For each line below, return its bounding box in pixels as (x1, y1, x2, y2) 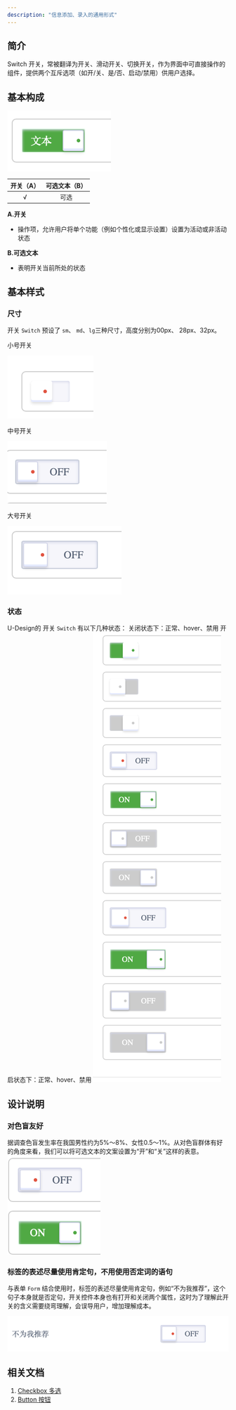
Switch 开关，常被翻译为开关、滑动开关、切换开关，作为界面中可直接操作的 (7, 60, 226, 68)
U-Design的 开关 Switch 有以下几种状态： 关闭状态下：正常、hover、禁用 (7, 624, 219, 633)
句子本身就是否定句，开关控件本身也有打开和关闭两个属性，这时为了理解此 (7, 1293, 223, 1302)
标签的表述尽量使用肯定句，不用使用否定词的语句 (7, 1267, 173, 1277)
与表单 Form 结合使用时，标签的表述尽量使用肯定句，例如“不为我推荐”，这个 (7, 1284, 226, 1293)
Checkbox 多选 (17, 1387, 62, 1395)
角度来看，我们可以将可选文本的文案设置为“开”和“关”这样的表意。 (13, 1147, 203, 1156)
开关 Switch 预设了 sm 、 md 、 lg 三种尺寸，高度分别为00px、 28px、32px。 (7, 326, 221, 335)
